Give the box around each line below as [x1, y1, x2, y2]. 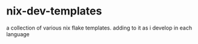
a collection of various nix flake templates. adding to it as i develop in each [6, 24, 193, 31]
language [6, 30, 30, 37]
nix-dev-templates [6, 4, 102, 18]
